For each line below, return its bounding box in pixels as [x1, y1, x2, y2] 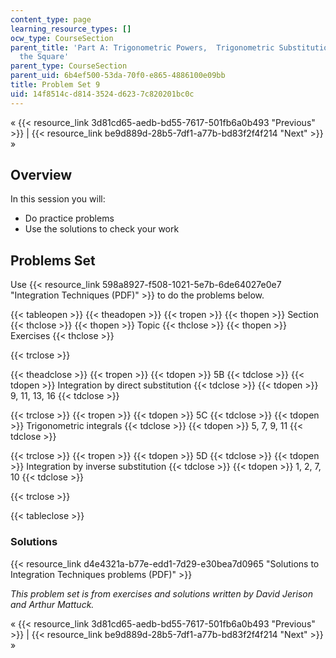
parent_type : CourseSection [10, 61, 128, 71]
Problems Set [10, 252, 96, 269]
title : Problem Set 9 [10, 80, 101, 90]
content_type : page [10, 14, 92, 25]
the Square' [19, 52, 70, 62]
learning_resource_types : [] [10, 24, 132, 34]
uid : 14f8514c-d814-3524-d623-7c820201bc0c [10, 89, 195, 99]
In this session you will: [10, 193, 106, 205]
